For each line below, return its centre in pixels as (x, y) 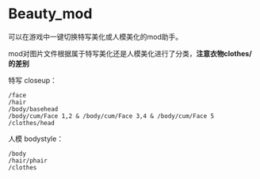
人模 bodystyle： (36, 139)
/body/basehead (33, 109)
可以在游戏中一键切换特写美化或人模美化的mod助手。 (96, 36)
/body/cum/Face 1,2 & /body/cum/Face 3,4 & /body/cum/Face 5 (111, 116)
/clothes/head (32, 123)
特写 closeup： (33, 80)
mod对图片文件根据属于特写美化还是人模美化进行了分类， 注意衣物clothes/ (130, 53)
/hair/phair (28, 160)
